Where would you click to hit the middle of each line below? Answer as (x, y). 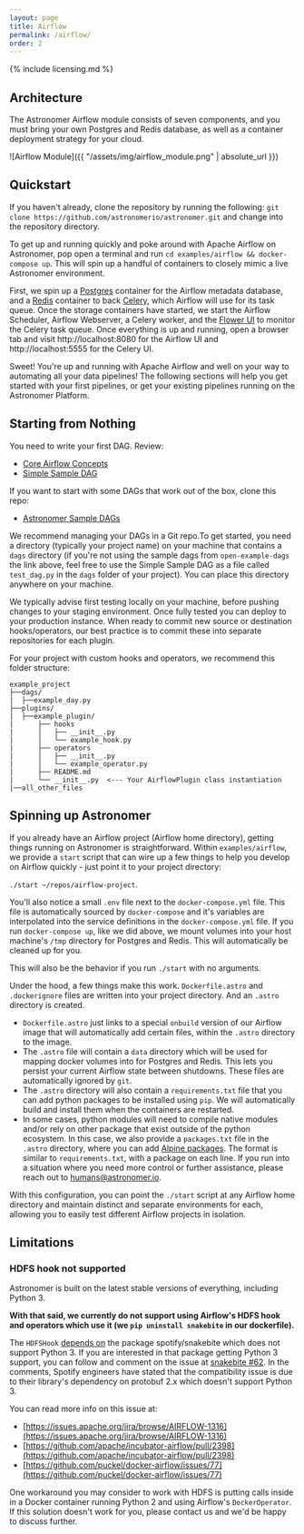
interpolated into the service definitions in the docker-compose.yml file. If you (152, 921)
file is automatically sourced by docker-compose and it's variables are (137, 912)
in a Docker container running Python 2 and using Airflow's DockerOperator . (151, 1502)
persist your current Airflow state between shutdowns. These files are (153, 1071)
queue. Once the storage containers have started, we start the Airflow (140, 309)
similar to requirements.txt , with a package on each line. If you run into (156, 1157)
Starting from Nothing (73, 424)
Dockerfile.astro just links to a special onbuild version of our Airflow (152, 1022)
